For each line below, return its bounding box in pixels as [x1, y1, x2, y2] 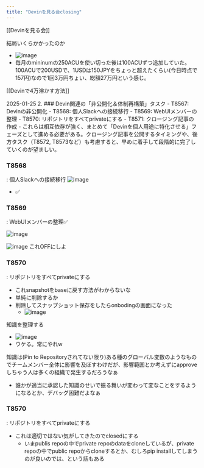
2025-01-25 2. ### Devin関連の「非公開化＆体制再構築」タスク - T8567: [6, 100, 189, 107]
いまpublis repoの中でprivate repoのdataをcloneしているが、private [24, 439, 195, 447]
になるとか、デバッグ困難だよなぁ [15, 389, 101, 396]
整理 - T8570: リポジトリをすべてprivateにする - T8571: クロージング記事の [6, 115, 194, 122]
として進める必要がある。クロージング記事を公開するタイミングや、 [22, 130, 193, 138]
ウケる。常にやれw [15, 340, 63, 347]
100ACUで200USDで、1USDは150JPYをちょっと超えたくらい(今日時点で [15, 66, 198, 74]
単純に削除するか [15, 294, 58, 301]
